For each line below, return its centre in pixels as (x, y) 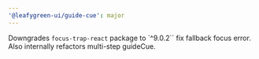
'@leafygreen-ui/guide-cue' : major (67, 15)
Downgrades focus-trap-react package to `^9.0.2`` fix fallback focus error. (130, 38)
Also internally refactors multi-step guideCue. (82, 46)
